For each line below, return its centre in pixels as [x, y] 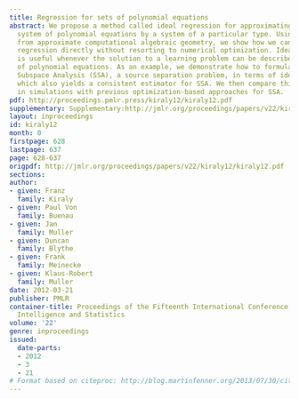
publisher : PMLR [39, 299]
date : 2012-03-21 [41, 290]
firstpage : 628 [37, 141]
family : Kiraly [45, 199]
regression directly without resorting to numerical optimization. [145, 51]
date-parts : [40, 347]
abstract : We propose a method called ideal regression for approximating [151, 26]
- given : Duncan [39, 241]
